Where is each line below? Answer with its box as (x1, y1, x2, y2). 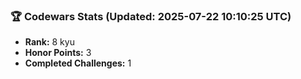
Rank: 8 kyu (24, 36, 75, 48)
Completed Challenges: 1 (24, 57, 132, 69)
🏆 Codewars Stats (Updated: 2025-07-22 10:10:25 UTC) (10, 9, 292, 23)
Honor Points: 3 (24, 47, 92, 59)
